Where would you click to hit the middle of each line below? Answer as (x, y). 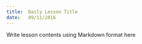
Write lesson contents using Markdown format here (71, 34)
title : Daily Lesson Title (42, 12)
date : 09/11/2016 (31, 17)
